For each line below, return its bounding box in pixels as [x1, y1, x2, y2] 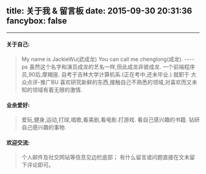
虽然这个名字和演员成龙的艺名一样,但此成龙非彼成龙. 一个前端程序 [29, 63, 195, 70]
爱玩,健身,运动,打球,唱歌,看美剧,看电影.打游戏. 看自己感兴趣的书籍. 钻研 [21, 116, 200, 124]
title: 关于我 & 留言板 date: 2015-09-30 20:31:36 [6, 6, 193, 17]
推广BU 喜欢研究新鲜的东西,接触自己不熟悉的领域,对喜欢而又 [40, 78, 192, 86]
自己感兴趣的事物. [21, 124, 66, 131]
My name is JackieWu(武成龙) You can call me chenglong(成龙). [21, 56, 183, 63]
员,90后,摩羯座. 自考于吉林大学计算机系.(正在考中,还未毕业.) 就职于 [21, 71, 190, 78]
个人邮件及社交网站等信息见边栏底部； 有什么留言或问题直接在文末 [21, 154, 190, 161]
